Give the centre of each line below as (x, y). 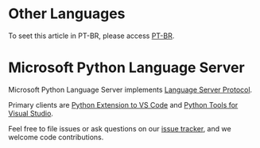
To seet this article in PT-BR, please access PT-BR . (91, 36)
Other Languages (67, 14)
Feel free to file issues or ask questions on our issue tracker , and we (120, 128)
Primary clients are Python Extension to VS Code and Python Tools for (123, 104)
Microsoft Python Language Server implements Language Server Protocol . (130, 89)
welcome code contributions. (56, 137)
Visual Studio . (31, 113)
